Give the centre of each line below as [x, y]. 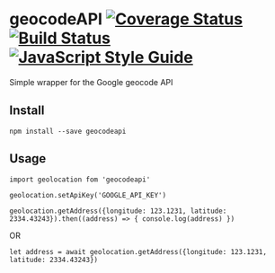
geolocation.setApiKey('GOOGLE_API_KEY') [88, 195]
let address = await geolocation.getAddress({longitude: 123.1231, [138, 251]
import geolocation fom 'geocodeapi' [80, 180]
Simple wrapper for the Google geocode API [91, 82]
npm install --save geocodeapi [68, 131]
